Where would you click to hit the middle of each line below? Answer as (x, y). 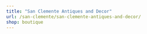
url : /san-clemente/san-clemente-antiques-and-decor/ (74, 17)
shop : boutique (25, 22)
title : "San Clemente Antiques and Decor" (59, 11)
